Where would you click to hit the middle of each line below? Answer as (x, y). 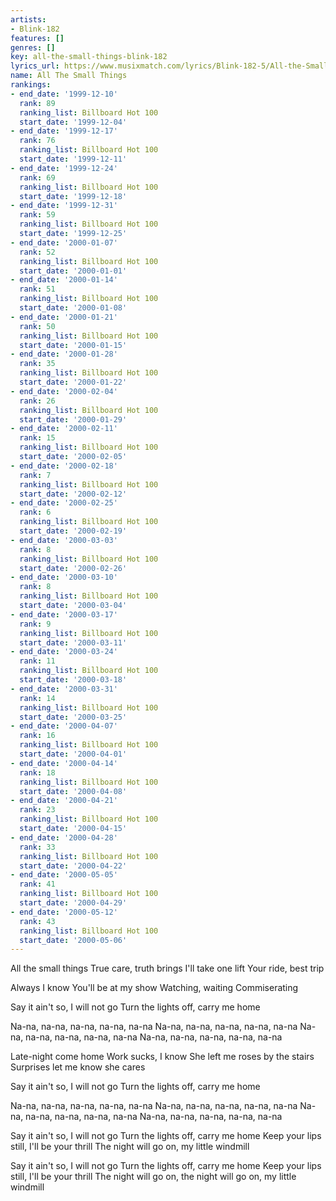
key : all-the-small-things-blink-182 (89, 57)
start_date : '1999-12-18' (73, 196)
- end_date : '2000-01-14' (64, 280)
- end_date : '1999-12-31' (64, 206)
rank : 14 (37, 698)
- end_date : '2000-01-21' (64, 317)
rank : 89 (37, 103)
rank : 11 (37, 661)
